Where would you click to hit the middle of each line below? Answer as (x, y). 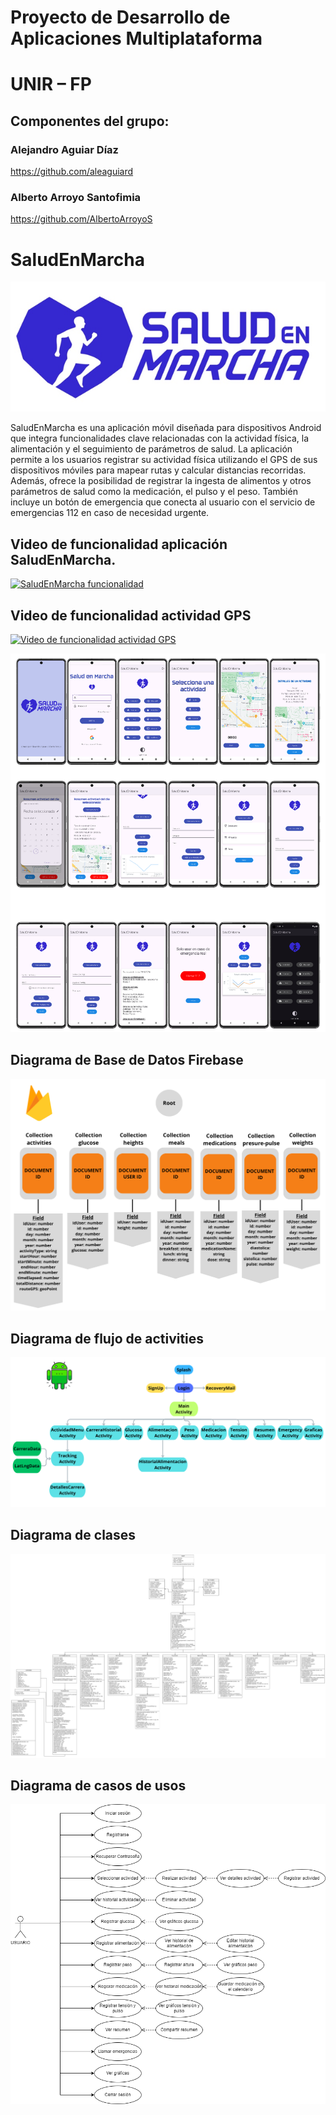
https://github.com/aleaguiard (72, 172)
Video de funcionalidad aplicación (119, 544)
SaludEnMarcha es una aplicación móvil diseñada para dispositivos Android (166, 428)
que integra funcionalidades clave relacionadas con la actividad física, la (160, 438)
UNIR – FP (51, 84)
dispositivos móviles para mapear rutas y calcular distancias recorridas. (158, 470)
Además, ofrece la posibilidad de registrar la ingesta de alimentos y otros (161, 481)
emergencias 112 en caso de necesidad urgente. (110, 513)
